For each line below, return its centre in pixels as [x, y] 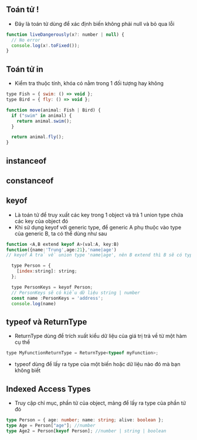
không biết [28, 370]
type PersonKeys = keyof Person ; [52, 287]
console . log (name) [34, 304]
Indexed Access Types [48, 389]
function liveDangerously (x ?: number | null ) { [65, 35]
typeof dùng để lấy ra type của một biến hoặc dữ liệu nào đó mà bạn [97, 364]
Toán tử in [25, 69]
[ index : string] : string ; [47, 271]
